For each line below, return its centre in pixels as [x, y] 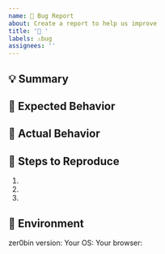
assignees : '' [32, 46]
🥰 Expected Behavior [62, 106]
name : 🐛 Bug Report [41, 16]
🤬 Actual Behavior [54, 134]
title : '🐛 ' [28, 31]
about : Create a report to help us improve [83, 23]
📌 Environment [46, 223]
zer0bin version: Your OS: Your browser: [76, 243]
